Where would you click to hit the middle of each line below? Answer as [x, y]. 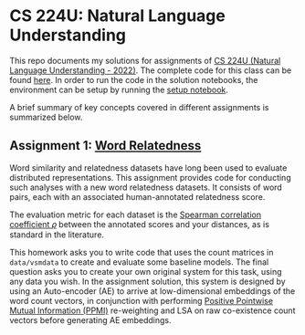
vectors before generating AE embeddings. [90, 319]
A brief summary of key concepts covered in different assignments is [139, 107]
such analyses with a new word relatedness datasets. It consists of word [146, 187]
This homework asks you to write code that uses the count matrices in [142, 252]
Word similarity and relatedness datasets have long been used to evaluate [148, 167]
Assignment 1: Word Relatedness [105, 146]
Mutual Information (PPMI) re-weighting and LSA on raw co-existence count [152, 310]
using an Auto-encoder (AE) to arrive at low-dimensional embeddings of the [152, 291]
